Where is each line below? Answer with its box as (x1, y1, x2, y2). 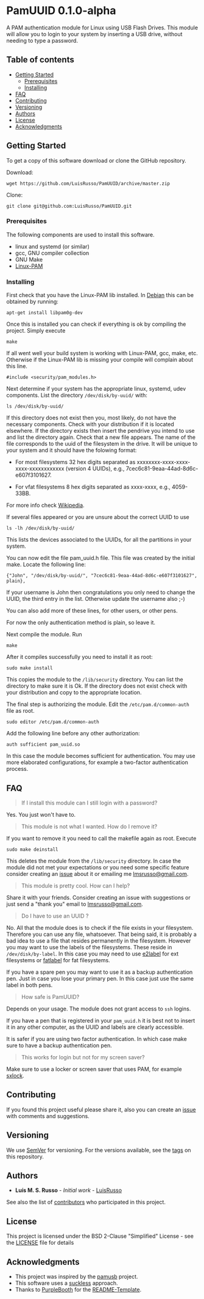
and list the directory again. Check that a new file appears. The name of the (6, 433, 196, 441)
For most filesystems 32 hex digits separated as (15, 458, 136, 466)
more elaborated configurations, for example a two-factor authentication (6, 759, 189, 766)
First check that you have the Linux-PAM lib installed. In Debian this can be (6, 292, 194, 299)
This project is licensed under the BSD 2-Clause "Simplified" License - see (6, 1232, 194, 1240)
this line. (6, 362, 27, 370)
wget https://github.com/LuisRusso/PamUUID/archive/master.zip (6, 180, 171, 186)
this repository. (6, 1153, 44, 1160)
